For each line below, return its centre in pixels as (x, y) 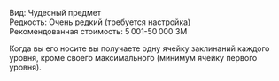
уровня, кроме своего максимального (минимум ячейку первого (133, 58)
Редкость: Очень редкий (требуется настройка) (100, 22)
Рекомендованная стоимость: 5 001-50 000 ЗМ (98, 31)
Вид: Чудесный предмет (55, 13)
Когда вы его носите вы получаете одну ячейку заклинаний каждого (139, 48)
